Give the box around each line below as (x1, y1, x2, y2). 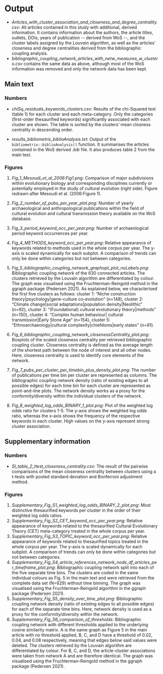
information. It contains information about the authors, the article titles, (11, 29, 154, 35)
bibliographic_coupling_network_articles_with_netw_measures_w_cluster (11, 55, 158, 61)
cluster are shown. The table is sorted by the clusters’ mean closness (11, 121, 151, 127)
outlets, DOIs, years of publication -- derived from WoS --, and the (11, 35, 145, 41)
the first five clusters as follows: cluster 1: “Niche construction (11, 291, 136, 296)
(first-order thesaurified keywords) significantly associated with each (11, 116, 150, 122)
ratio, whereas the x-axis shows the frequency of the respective (11, 413, 140, 419)
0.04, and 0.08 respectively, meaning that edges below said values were (11, 637, 157, 643)
